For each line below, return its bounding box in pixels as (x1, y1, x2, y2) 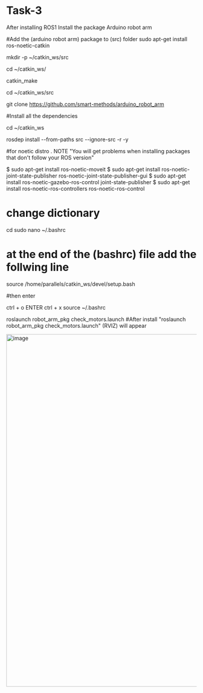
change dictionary (6, 207, 100, 220)
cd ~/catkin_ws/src (6, 88, 54, 96)
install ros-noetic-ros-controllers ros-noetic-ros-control (6, 185, 145, 192)
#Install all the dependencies (6, 112, 78, 119)
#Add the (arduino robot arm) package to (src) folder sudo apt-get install (6, 35, 187, 42)
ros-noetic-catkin (6, 42, 50, 49)
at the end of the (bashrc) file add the (6, 248, 197, 261)
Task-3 (6, 4, 42, 18)
